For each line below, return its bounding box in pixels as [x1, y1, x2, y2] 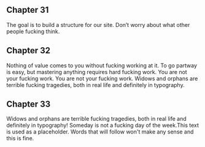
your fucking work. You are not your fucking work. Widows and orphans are [6, 75, 198, 82]
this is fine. [6, 135, 34, 142]
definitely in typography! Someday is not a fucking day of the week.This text [6, 122, 199, 129]
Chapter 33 [6, 99, 51, 110]
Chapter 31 [6, 5, 49, 15]
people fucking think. [6, 28, 60, 35]
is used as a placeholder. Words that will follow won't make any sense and [6, 128, 194, 135]
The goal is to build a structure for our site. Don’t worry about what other [6, 21, 190, 28]
